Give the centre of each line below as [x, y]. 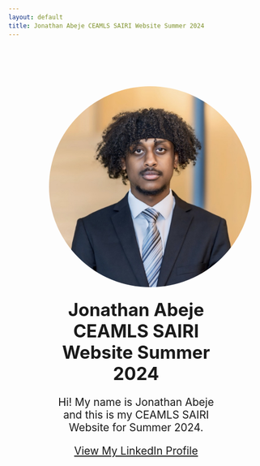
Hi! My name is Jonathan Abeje [136, 402]
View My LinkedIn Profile [136, 451]
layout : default [36, 17]
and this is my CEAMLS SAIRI [136, 415]
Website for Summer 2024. [136, 427]
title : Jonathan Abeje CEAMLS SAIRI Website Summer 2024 [107, 26]
